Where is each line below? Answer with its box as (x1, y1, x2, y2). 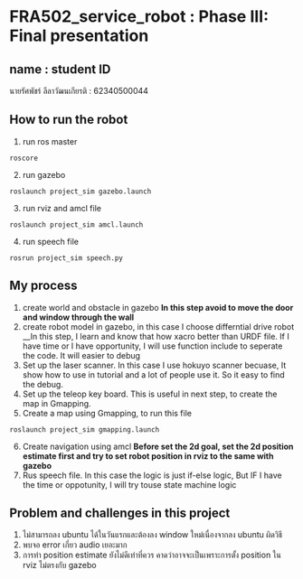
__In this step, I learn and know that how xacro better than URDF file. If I (22, 331, 289, 341)
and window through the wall (22, 312, 135, 322)
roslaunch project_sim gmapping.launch (9, 425, 160, 434)
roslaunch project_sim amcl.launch (9, 219, 144, 229)
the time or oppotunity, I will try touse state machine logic (22, 479, 237, 490)
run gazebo (22, 169, 66, 180)
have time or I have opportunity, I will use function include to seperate (22, 341, 283, 351)
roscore (9, 154, 39, 163)
